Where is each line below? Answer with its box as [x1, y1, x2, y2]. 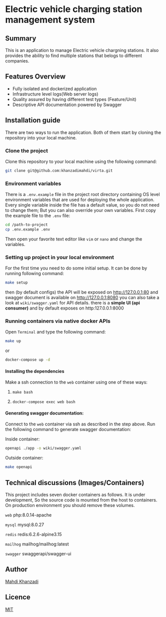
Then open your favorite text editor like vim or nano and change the [5, 236, 142, 242]
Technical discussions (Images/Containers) [5, 478, 144, 487]
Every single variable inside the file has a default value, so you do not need [5, 202, 159, 208]
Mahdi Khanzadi [5, 578, 39, 584]
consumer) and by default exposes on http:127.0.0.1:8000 [5, 305, 124, 311]
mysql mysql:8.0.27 [5, 521, 44, 528]
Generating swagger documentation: [5, 410, 84, 416]
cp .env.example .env [5, 226, 50, 232]
